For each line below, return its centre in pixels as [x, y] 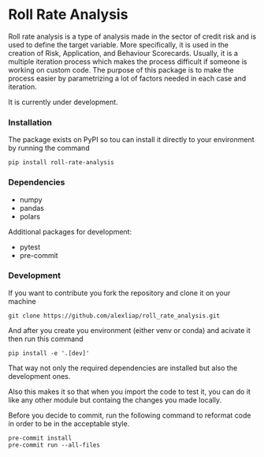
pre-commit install [40, 438]
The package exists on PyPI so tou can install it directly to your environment [131, 140]
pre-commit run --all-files [54, 445]
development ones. [39, 376]
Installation [30, 122]
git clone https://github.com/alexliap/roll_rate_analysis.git [114, 316]
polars [30, 216]
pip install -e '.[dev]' [49, 353]
